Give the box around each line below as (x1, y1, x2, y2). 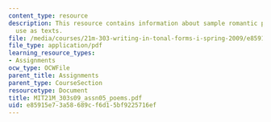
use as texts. (15, 26, 63, 35)
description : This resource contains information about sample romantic (8, 19, 258, 27)
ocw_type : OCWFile (8, 64, 70, 72)
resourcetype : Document (8, 86, 89, 95)
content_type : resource (8, 11, 89, 20)
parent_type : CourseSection (8, 79, 103, 87)
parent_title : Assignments (8, 71, 99, 79)
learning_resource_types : (8, 49, 95, 57)
